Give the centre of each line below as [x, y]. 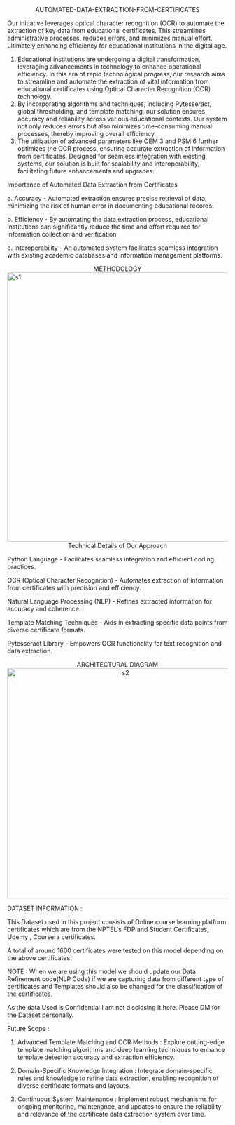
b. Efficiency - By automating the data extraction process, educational [108, 219]
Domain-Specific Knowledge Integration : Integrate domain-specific [115, 1071]
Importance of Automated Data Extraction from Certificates [93, 185]
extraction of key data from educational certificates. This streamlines [107, 31]
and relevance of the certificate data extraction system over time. [112, 1114]
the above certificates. [40, 958]
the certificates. [30, 994]
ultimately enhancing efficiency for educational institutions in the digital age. [117, 46]
